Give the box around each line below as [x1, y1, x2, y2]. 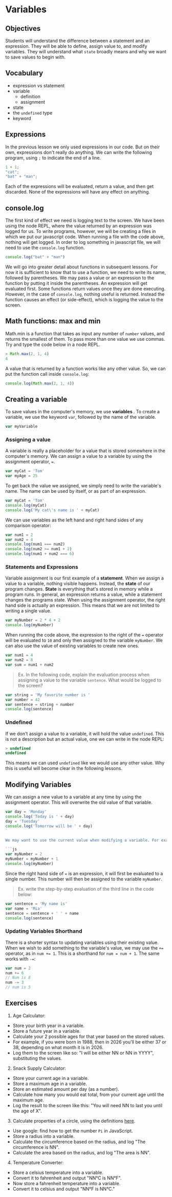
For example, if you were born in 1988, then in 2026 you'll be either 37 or [12, 1038, 166, 1045]
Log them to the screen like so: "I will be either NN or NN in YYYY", [12, 1050, 154, 1056]
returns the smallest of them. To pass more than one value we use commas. [5, 336, 165, 342]
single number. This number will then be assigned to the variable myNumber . [5, 876, 163, 882]
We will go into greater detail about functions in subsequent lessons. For [5, 263, 158, 270]
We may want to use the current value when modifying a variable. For [5, 838, 159, 843]
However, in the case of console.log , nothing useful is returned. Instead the [5, 291, 165, 297]
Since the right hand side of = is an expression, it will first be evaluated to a [5, 870, 163, 876]
